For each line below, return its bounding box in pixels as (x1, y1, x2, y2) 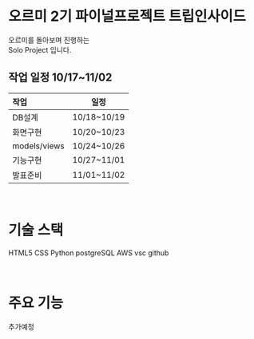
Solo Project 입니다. (8, 45, 72, 54)
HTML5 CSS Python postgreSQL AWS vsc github (8, 248, 169, 258)
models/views (12, 140, 65, 152)
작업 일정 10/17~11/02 (8, 71, 113, 85)
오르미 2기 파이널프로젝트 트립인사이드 (8, 7, 246, 26)
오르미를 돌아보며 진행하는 (8, 35, 90, 45)
